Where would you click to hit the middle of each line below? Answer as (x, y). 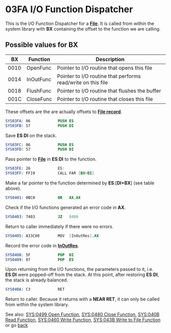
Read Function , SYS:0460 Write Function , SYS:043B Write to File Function (83, 320)
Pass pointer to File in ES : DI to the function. (51, 159)
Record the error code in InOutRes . (42, 245)
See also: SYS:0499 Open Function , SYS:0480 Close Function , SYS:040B (82, 315)
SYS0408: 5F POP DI (39, 255)
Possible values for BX (42, 45)
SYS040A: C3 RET (35, 289)
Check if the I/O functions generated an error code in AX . (66, 207)
